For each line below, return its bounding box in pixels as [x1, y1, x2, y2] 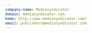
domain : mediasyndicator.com [5, 12, 65, 16]
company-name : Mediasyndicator [5, 7, 69, 12]
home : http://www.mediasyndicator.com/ [5, 16, 87, 21]
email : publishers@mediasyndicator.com [5, 20, 87, 26]
